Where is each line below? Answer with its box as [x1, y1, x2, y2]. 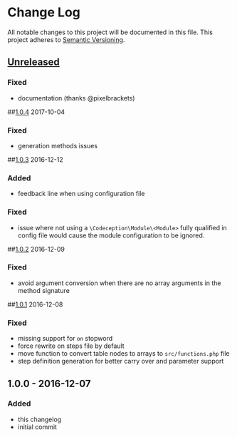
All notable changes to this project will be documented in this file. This [7, 28, 214, 36]
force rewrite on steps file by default [17, 341, 125, 350]
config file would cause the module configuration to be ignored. [17, 231, 205, 240]
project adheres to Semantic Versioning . [7, 35, 125, 43]
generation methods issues [17, 141, 98, 150]
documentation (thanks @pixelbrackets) [17, 93, 135, 102]
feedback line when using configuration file [17, 190, 145, 198]
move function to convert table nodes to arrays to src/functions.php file [17, 349, 230, 358]
